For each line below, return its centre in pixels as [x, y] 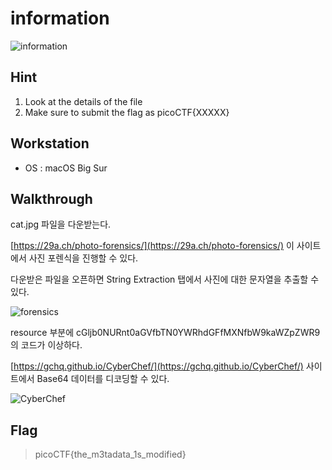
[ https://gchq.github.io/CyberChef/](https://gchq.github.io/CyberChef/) [157, 366]
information [60, 18]
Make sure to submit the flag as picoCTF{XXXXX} [127, 112]
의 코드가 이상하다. [46, 345]
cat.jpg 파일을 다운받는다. [61, 224]
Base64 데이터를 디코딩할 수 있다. [103, 379]
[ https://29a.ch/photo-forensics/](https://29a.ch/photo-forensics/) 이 [152, 246]
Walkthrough [51, 198]
